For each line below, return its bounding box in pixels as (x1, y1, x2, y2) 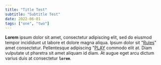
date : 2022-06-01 (5, 16, 41, 21)
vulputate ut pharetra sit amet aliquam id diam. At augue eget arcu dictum (5, 50, 155, 56)
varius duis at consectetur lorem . (5, 55, 71, 62)
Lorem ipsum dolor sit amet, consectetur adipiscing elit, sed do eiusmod (5, 34, 152, 40)
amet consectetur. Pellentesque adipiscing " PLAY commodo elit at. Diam (5, 45, 152, 51)
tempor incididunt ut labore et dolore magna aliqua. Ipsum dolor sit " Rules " (5, 40, 157, 46)
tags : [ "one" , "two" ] (5, 21, 50, 26)
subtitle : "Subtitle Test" (5, 12, 61, 17)
